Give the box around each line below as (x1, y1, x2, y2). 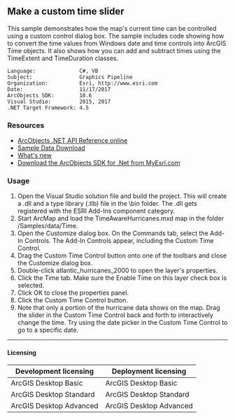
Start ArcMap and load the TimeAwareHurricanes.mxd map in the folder (17, 214, 225, 223)
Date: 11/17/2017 (7, 85, 111, 93)
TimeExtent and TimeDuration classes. (7, 54, 119, 62)
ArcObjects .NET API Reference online (17, 136, 128, 145)
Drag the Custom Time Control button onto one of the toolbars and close (17, 251, 227, 260)
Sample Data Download (17, 143, 85, 153)
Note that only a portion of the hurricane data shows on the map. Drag (17, 304, 220, 312)
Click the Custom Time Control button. (17, 296, 128, 304)
